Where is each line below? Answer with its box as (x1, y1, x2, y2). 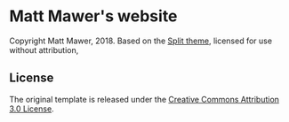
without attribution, (9, 44, 79, 55)
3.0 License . (9, 103, 55, 114)
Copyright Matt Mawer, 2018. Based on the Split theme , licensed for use (9, 35, 273, 46)
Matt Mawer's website (9, 6, 178, 27)
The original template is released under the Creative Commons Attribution (9, 94, 280, 104)
